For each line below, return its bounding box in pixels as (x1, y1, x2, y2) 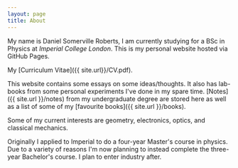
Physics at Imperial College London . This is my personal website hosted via (7, 44, 229, 53)
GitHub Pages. (7, 51, 50, 61)
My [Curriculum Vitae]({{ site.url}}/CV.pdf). (7, 65, 133, 74)
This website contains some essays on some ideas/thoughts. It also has (7, 79, 217, 88)
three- (210, 145, 229, 153)
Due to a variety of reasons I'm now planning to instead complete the (7, 145, 210, 153)
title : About (7, 17, 46, 24)
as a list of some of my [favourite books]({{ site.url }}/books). (7, 102, 186, 110)
